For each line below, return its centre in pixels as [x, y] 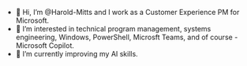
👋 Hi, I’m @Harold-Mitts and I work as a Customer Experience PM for [127, 12]
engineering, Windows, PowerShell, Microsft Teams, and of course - [127, 37]
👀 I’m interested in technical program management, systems [113, 29]
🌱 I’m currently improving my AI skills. [77, 54]
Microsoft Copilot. [45, 46]
